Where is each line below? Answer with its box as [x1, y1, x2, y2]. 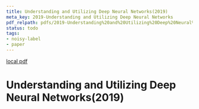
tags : [6, 31, 20, 37]
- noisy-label [6, 36, 41, 42]
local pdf [6, 57, 28, 65]
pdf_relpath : [6, 19, 38, 25]
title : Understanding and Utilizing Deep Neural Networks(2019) [6, 8, 168, 15]
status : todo [6, 25, 38, 31]
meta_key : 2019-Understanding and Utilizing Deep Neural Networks [6, 14, 174, 20]
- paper [6, 42, 25, 48]
